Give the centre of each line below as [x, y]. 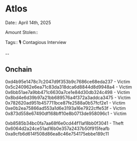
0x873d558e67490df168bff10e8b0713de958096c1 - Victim [66, 113]
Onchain [19, 70]
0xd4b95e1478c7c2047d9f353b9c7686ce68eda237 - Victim [68, 81]
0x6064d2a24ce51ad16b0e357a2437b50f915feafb [57, 128]
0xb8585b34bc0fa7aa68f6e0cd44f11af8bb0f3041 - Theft [64, 123]
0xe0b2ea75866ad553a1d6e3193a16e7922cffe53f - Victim [66, 108]
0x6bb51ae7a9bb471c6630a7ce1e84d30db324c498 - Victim [68, 92]
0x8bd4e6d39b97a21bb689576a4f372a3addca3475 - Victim [68, 97]
